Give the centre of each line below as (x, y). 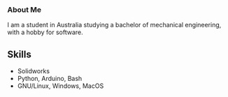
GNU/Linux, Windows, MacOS (60, 86)
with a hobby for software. (45, 32)
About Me (24, 10)
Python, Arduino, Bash (50, 79)
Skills (19, 54)
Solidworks (34, 71)
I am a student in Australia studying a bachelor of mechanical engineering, (114, 25)
